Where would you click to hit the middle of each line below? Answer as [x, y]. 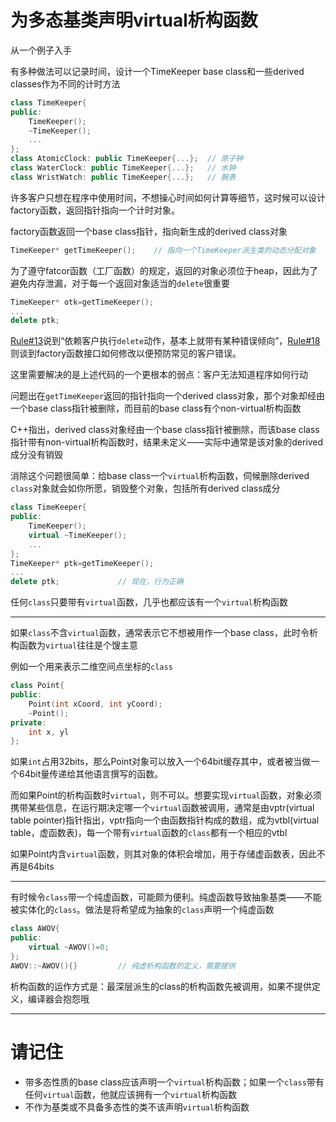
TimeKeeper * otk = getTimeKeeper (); [82, 302]
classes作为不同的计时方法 [65, 83]
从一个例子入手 [41, 50]
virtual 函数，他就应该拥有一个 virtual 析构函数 [140, 1094]
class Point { [37, 686]
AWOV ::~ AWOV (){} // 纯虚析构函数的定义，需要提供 [123, 966]
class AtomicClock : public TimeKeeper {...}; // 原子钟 [127, 159]
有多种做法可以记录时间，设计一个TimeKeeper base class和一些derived [157, 71]
